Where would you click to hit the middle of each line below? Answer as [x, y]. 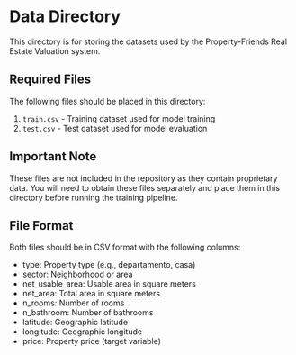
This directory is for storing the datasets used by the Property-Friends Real [148, 41]
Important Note [53, 156]
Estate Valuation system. [55, 50]
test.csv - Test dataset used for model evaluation [115, 128]
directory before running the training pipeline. [94, 197]
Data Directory [65, 17]
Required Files [50, 80]
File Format [41, 226]
